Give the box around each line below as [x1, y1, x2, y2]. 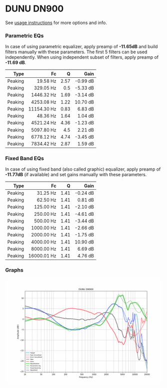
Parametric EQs [5, 32, 44, 39]
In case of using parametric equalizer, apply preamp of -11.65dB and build [5, 44, 158, 50]
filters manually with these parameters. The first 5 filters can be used [5, 49, 147, 55]
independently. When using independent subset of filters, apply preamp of [5, 54, 159, 60]
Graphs [5, 267, 23, 274]
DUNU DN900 [5, 3, 64, 15]
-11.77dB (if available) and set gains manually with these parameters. [5, 172, 147, 178]
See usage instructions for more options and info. [5, 20, 107, 26]
